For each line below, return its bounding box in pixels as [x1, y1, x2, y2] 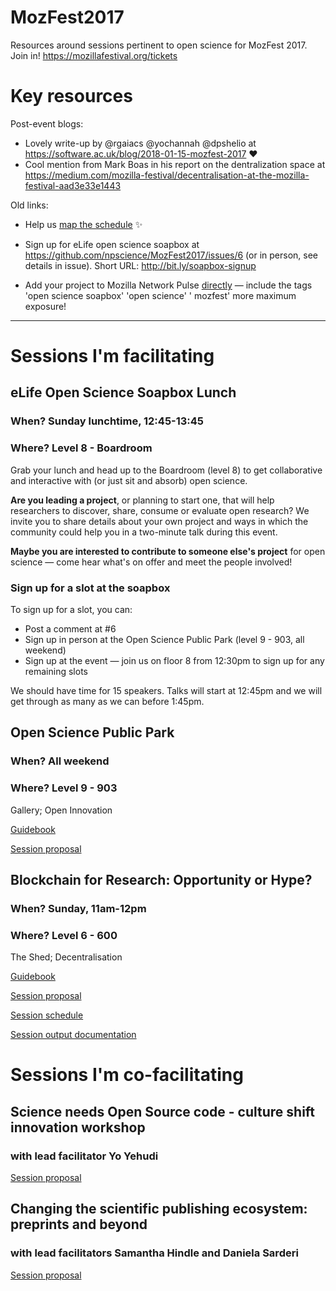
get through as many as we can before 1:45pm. [10, 695, 205, 707]
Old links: [10, 199, 49, 211]
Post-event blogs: [10, 117, 84, 130]
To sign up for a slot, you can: [10, 603, 133, 615]
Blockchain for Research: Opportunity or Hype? [10, 871, 313, 888]
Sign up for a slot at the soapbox [10, 581, 171, 595]
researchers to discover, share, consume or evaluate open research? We [10, 504, 310, 516]
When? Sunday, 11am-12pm [10, 901, 147, 915]
